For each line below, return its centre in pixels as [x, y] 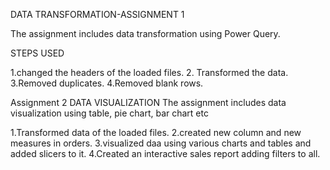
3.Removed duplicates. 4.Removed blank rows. [107, 83]
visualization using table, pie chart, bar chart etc [109, 113]
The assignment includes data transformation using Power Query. [145, 33]
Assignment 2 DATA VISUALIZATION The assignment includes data [148, 102]
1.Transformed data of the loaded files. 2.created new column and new [156, 132]
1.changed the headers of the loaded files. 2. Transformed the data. [149, 72]
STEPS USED [37, 53]
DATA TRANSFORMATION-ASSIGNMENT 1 [97, 14]
